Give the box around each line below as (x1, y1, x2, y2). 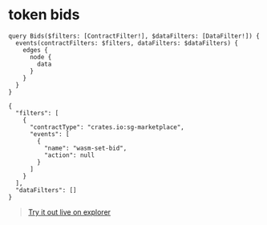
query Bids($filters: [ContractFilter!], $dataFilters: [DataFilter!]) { (8, 32, 261, 40)
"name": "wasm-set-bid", (43, 144, 127, 152)
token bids (8, 6, 80, 24)
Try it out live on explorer (27, 207, 111, 217)
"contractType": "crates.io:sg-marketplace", (29, 123, 184, 131)
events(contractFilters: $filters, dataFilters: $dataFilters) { (15, 38, 239, 47)
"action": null (43, 151, 95, 159)
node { (29, 53, 52, 61)
